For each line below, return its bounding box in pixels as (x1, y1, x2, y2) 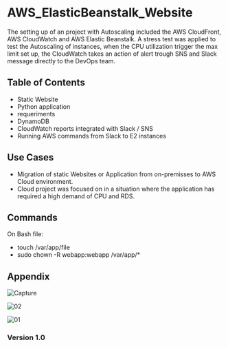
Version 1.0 (7, 333, 46, 342)
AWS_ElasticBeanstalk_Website (7, 5, 193, 21)
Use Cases (7, 151, 54, 163)
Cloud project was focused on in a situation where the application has (16, 185, 215, 193)
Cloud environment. (16, 177, 73, 185)
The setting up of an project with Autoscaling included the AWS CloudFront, (7, 28, 222, 36)
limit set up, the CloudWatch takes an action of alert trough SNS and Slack (7, 50, 218, 58)
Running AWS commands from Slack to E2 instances (16, 132, 167, 140)
